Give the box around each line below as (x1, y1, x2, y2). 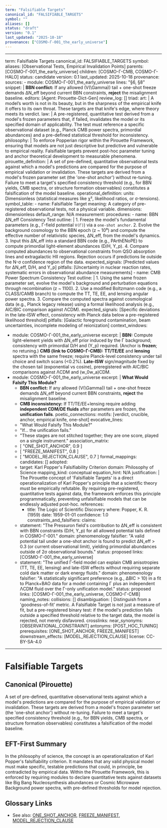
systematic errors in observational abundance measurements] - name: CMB (5, 269, 161, 275)
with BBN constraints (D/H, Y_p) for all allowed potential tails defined (19, 527, 161, 533)
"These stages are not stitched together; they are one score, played (19, 432, 159, 438)
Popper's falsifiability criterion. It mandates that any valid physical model (5, 758, 154, 764)
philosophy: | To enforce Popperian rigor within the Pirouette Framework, (5, 137, 155, 143)
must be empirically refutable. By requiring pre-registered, (19, 485, 140, 491)
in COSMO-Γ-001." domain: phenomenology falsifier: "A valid (19, 533, 145, 539)
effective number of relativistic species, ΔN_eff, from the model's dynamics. (5, 232, 161, 238)
